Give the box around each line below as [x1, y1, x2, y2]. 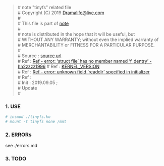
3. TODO [5, 155, 27, 162]
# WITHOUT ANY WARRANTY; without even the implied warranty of [17, 36, 159, 43]
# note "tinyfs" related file [17, 5, 72, 10]
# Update [17, 85, 37, 91]
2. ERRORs [5, 131, 32, 138]
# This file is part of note [17, 20, 69, 26]
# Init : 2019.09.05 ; [17, 79, 58, 86]
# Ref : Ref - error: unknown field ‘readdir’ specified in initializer [17, 69, 150, 75]
